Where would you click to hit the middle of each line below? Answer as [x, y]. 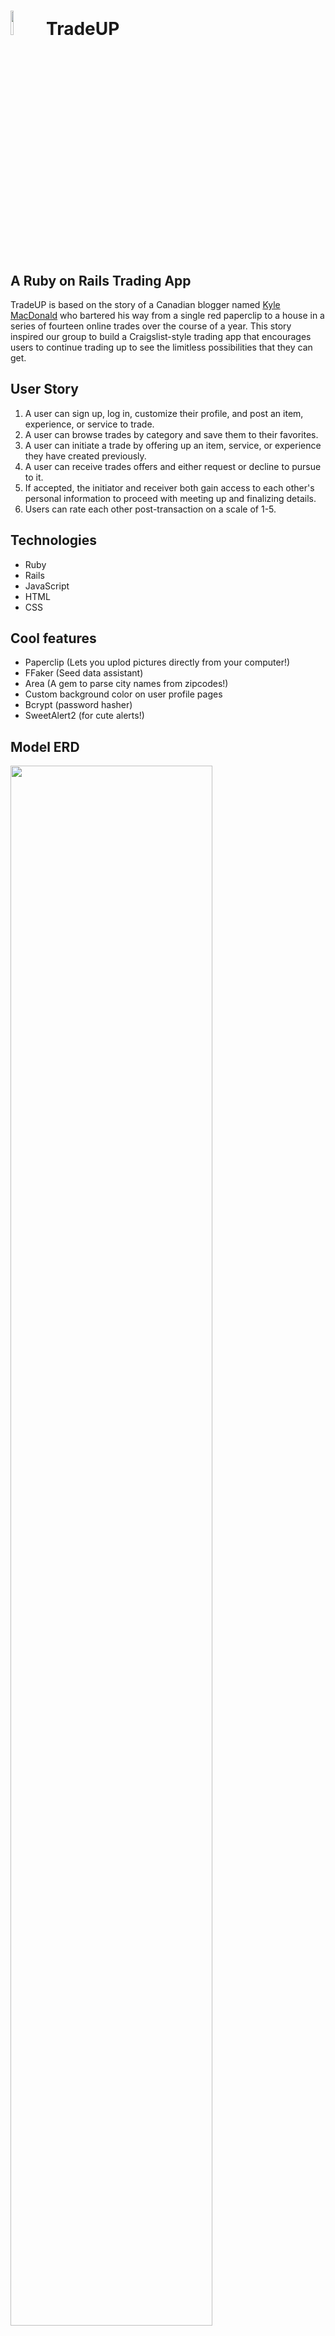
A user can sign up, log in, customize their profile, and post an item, [164, 413]
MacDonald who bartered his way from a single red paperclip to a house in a [167, 315]
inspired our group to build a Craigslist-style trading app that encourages [161, 336]
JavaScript [47, 586]
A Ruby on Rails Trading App [101, 280]
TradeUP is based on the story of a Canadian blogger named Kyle [145, 304]
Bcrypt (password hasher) [78, 705]
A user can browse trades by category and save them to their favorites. [171, 434]
